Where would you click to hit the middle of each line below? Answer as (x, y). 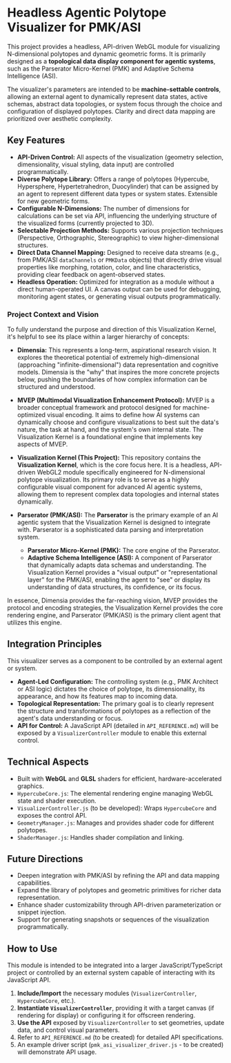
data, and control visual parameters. (68, 1030)
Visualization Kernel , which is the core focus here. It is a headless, (112, 465)
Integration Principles (54, 644)
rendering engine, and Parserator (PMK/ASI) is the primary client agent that (114, 615)
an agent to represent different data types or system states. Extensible (117, 193)
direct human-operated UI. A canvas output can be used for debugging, (119, 289)
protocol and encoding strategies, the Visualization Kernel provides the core (115, 608)
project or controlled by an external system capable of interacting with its (111, 973)
